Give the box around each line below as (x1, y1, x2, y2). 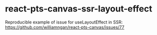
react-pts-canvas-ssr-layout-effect (5, 3, 152, 14)
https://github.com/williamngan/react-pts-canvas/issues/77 (5, 24, 125, 30)
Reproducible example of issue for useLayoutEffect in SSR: (5, 19, 123, 25)
